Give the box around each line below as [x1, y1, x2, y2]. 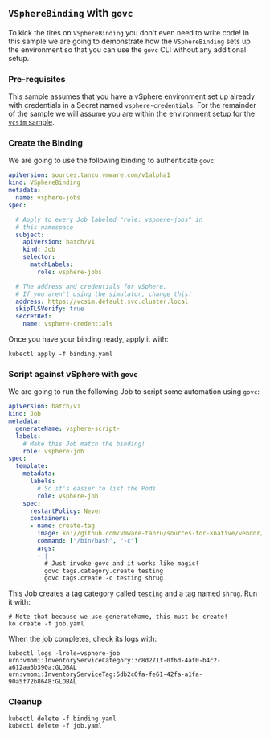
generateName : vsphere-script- [15, 424, 121, 433]
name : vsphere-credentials [22, 320, 113, 328]
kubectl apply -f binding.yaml [8, 350, 113, 359]
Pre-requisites [8, 73, 66, 84]
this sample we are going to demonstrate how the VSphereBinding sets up [8, 36, 251, 46]
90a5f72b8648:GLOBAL [8, 678, 78, 686]
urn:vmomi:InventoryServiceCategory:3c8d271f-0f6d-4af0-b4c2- [8, 657, 221, 665]
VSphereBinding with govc [8, 6, 133, 20]
